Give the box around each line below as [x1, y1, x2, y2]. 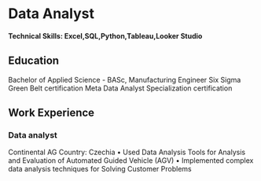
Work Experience [8, 105, 95, 119]
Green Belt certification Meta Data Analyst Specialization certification [8, 83, 233, 93]
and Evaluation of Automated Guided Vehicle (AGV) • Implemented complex [8, 156, 254, 165]
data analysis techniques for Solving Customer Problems [8, 164, 192, 174]
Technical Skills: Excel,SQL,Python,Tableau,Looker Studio [8, 31, 203, 40]
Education [8, 54, 60, 68]
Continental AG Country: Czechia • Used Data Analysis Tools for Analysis [8, 147, 246, 157]
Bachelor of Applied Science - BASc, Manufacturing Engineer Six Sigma [8, 75, 241, 84]
